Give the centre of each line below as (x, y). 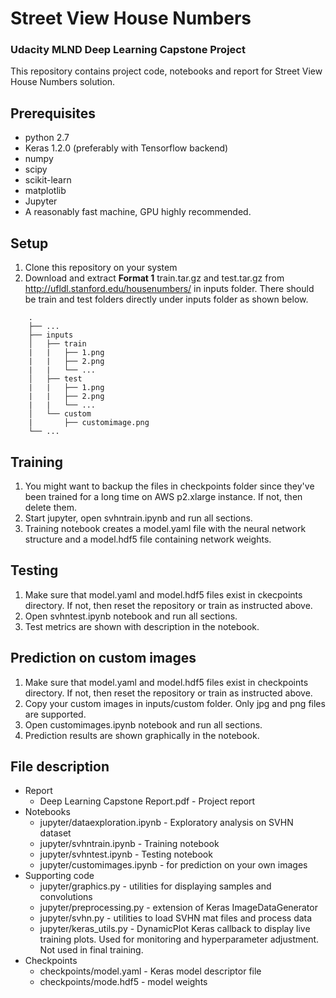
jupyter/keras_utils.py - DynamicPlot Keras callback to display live (175, 929)
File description (60, 766)
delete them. (50, 507)
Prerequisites (53, 113)
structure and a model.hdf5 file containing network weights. (148, 539)
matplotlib (45, 191)
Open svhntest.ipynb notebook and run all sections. (131, 616)
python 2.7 (47, 138)
